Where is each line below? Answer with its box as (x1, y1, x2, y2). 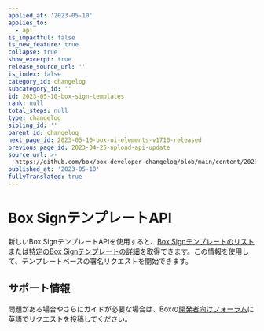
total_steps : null (8, 107, 68, 115)
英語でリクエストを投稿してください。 (8, 314, 132, 323)
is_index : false (8, 70, 61, 78)
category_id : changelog (8, 77, 86, 85)
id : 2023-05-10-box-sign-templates (8, 92, 125, 100)
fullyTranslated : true (8, 173, 82, 181)
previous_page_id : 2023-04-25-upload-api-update (8, 143, 170, 151)
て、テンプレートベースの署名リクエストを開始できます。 (8, 256, 192, 266)
